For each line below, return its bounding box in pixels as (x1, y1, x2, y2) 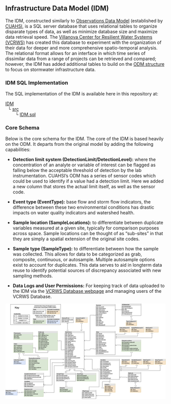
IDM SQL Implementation (5, 79, 69, 86)
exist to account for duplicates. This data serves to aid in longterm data (12, 262, 162, 268)
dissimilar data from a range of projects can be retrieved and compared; (5, 56, 157, 62)
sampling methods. (12, 273, 53, 279)
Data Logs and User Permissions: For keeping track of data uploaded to (12, 283, 165, 289)
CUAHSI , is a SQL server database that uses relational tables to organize (5, 23, 157, 29)
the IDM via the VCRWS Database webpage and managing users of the (12, 288, 162, 294)
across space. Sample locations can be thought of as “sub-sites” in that (12, 231, 163, 237)
